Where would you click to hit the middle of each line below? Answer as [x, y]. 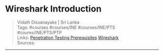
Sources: [26, 42]
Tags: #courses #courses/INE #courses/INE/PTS [66, 27]
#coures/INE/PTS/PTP [39, 32]
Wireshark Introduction [53, 9]
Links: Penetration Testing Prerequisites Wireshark [68, 38]
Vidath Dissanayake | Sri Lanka [48, 22]
